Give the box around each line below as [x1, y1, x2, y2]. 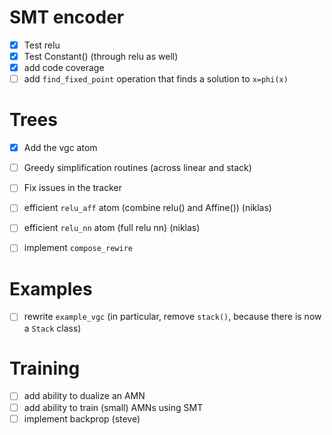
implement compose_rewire [23, 242, 134, 254]
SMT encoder [9, 6, 125, 29]
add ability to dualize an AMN [23, 390, 146, 402]
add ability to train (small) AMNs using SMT [23, 401, 204, 413]
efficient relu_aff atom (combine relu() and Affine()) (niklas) [23, 202, 272, 214]
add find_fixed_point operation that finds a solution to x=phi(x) [23, 73, 289, 85]
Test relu [23, 39, 61, 51]
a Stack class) [23, 322, 82, 334]
